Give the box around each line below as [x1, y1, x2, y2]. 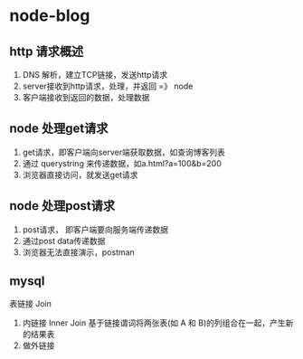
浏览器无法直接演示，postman [22, 246, 136, 258]
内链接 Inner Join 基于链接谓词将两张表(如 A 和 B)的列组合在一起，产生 [22, 317, 287, 328]
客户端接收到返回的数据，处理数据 [22, 92, 150, 102]
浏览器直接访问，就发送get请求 [22, 169, 138, 180]
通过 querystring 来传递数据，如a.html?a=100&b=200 [22, 157, 222, 168]
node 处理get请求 [9, 121, 109, 137]
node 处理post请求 [9, 198, 116, 213]
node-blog [9, 5, 90, 26]
